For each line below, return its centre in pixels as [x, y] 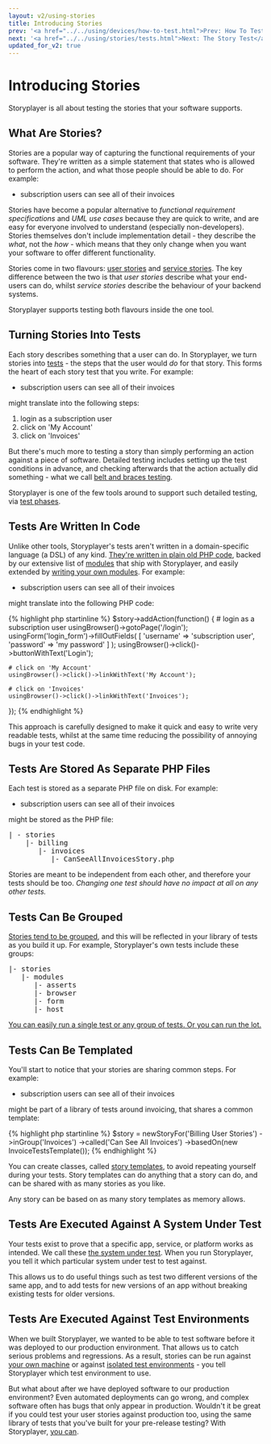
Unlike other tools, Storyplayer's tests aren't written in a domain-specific [129, 546]
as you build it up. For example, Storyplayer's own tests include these [124, 945]
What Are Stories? [55, 134]
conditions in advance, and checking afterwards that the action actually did [133, 468]
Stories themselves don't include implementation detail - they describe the [132, 236]
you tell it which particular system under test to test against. [108, 1261]
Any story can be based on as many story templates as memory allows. [127, 1199]
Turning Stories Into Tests [75, 335]
